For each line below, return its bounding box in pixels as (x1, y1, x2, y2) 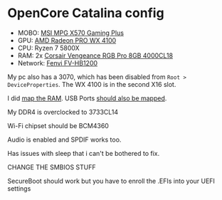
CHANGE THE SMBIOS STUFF (7, 162, 96, 172)
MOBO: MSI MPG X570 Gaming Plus (17, 28, 125, 37)
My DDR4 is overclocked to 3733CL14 (7, 107, 119, 116)
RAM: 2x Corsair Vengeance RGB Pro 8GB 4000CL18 (17, 51, 173, 60)
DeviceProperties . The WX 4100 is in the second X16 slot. (7, 80, 176, 88)
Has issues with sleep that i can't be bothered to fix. (7, 149, 160, 157)
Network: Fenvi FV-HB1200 (17, 58, 98, 67)
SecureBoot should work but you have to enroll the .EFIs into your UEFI (7, 177, 216, 185)
